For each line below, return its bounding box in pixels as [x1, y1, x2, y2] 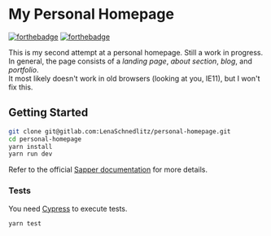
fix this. [8, 82, 33, 92]
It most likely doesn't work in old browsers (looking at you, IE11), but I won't [8, 73, 260, 83]
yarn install [8, 142, 53, 151]
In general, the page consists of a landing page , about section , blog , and [8, 56, 252, 66]
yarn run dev [8, 150, 53, 159]
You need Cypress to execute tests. [8, 203, 128, 213]
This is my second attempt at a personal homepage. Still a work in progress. [8, 47, 263, 57]
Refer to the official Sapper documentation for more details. [8, 164, 208, 175]
